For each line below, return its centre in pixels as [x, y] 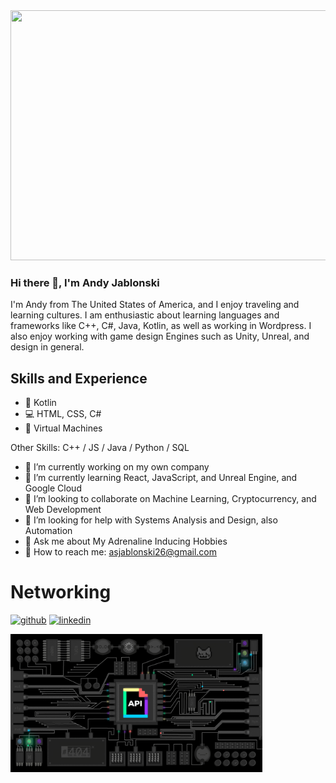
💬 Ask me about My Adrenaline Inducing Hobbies [126, 541]
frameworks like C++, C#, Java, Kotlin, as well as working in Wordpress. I [161, 326]
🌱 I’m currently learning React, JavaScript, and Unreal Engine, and [161, 478]
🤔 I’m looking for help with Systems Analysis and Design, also [151, 520]
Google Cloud [53, 488]
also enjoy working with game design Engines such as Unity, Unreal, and [160, 336]
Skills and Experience [79, 378]
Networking [61, 592]
